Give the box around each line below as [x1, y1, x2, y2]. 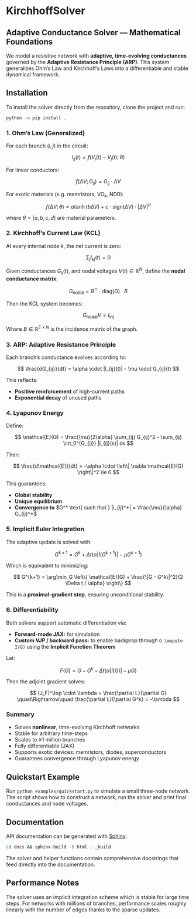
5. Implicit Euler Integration [6, 525, 85, 533]
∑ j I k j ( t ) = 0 [85, 254, 111, 262]
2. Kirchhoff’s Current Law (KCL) [6, 229, 101, 237]
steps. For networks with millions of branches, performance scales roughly [6, 900, 187, 907]
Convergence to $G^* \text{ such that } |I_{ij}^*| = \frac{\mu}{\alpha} [14, 504, 183, 511]
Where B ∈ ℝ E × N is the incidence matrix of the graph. [6, 324, 138, 333]
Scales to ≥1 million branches [14, 736, 85, 743]
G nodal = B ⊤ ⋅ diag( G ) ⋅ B [69, 286, 128, 296]
